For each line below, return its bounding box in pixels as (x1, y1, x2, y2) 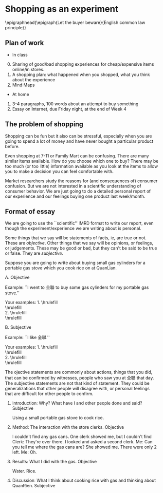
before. (5, 143, 20, 149)
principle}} (5, 24, 26, 30)
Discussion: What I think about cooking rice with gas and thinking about (12, 477, 156, 483)
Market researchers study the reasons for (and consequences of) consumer (5, 178, 158, 184)
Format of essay (5, 207, 55, 215)
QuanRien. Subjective (12, 483, 55, 489)
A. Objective (5, 274, 30, 281)
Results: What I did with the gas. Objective (12, 459, 97, 465)
